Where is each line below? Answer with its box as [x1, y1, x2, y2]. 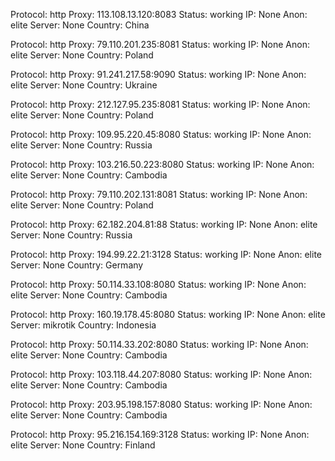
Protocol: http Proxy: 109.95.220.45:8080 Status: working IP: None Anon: [10, 129, 312, 140]
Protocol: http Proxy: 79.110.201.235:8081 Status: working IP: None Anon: [10, 39, 310, 50]
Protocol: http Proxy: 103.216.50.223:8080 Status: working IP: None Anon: [10, 159, 315, 170]
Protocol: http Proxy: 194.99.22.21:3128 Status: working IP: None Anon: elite [10, 249, 323, 260]
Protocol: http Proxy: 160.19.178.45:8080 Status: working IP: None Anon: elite [10, 309, 326, 320]
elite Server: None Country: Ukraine [10, 79, 158, 91]
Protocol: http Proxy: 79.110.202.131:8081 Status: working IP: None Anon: [10, 189, 308, 200]
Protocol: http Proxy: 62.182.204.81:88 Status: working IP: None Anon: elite [10, 219, 318, 230]
